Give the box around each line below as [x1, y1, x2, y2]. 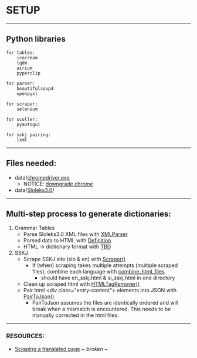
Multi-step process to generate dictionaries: [6, 209, 171, 219]
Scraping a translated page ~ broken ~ [14, 345, 108, 352]
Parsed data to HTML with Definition [23, 237, 111, 244]
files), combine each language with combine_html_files [32, 268, 165, 275]
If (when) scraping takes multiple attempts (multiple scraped [32, 262, 178, 269]
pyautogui [16, 121, 41, 127]
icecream [16, 55, 38, 60]
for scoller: [6, 116, 38, 122]
